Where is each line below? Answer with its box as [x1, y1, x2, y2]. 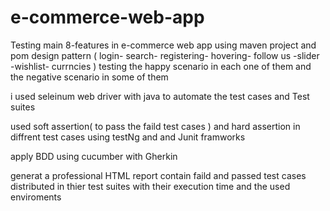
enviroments [10, 191, 62, 203]
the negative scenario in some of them [10, 71, 169, 83]
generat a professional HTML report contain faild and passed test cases [10, 169, 307, 181]
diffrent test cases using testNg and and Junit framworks [10, 131, 246, 143]
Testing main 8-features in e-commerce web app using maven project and [10, 39, 317, 51]
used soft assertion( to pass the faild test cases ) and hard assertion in [10, 120, 301, 132]
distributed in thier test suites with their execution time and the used [10, 180, 291, 192]
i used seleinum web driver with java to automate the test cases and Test [10, 90, 310, 102]
